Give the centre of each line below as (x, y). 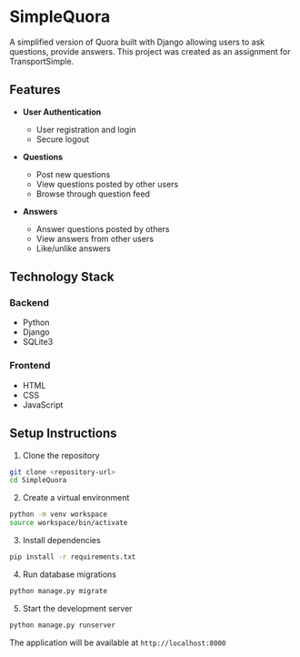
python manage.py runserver (63, 625)
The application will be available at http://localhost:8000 (118, 642)
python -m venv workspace (58, 515)
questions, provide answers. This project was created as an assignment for (150, 51)
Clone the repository (61, 455)
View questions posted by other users (107, 184)
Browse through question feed (93, 194)
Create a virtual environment (76, 498)
